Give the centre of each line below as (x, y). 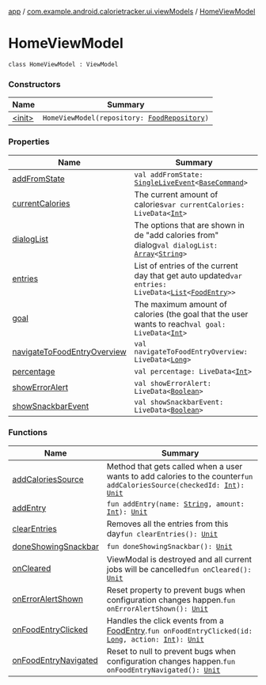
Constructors (34, 84)
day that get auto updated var (188, 275)
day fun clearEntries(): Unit (162, 533)
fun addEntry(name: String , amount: (176, 504)
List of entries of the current (186, 266)
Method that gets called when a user (175, 466)
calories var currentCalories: (190, 204)
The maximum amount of (180, 304)
